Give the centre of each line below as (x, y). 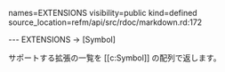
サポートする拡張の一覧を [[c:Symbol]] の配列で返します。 (115, 58)
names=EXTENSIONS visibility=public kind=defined (103, 13)
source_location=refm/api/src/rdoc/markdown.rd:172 (105, 22)
